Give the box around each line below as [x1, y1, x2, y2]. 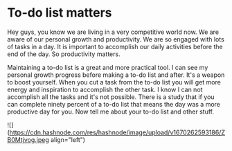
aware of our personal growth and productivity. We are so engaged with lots [7, 35, 225, 43]
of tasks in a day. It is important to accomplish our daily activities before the [7, 42, 223, 51]
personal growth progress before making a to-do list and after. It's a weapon [7, 71, 225, 79]
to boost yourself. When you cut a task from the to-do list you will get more [7, 78, 222, 86]
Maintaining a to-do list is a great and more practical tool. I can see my [7, 63, 208, 71]
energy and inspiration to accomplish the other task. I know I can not [7, 85, 203, 94]
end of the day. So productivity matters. [7, 50, 121, 58]
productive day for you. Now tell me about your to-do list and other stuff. [7, 107, 215, 116]
